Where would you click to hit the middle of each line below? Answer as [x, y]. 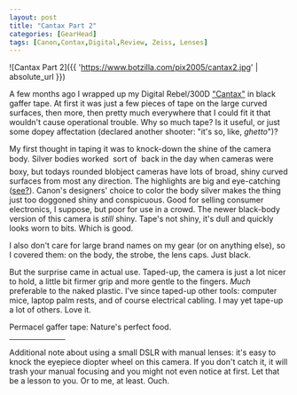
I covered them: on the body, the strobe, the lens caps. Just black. [130, 255]
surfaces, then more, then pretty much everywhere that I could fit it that [140, 113]
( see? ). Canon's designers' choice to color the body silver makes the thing [145, 191]
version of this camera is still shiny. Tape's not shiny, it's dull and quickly [141, 219]
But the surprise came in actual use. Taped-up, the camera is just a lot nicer [148, 273]
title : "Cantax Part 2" [53, 26]
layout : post [33, 17]
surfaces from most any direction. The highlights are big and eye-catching [145, 181]
